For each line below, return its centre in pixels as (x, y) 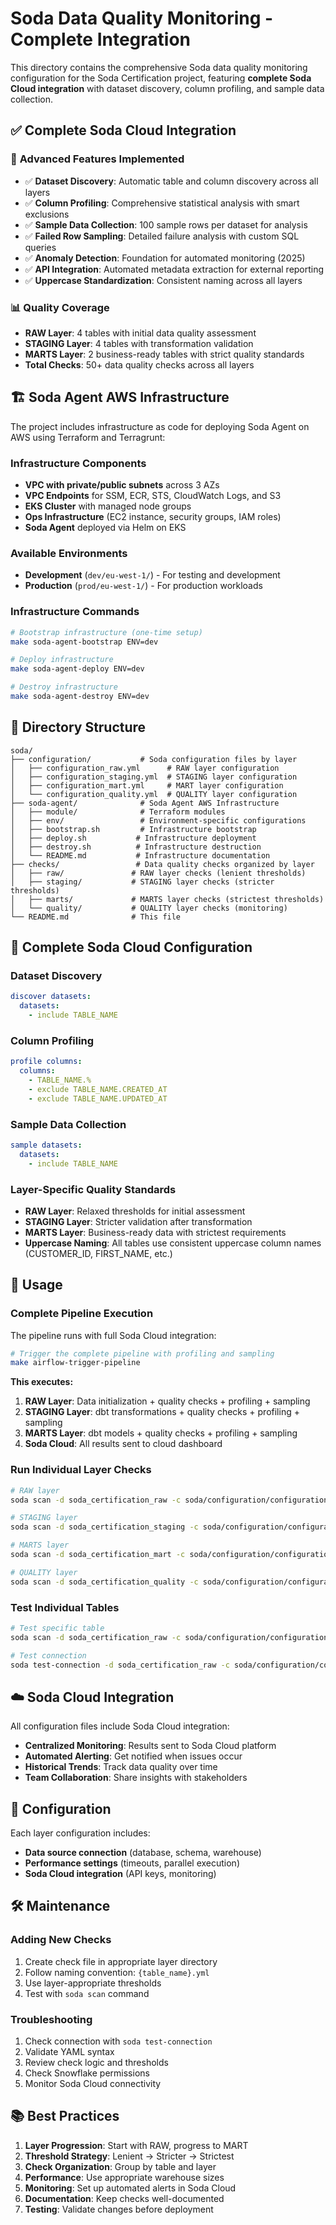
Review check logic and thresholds (96, 2063)
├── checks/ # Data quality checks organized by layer (162, 864)
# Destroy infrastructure (64, 687)
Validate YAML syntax (69, 2052)
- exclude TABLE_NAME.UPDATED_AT (98, 1098)
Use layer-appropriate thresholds (93, 1983)
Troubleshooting (51, 2019)
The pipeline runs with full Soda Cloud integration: (113, 1335)
